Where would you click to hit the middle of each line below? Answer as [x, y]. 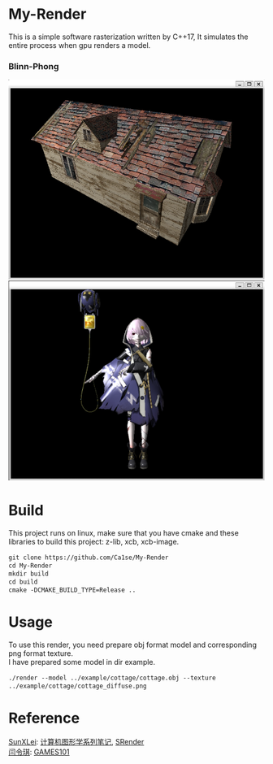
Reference [44, 718]
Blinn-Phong [34, 66]
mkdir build [28, 574]
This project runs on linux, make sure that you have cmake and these [124, 532]
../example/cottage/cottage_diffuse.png [78, 686]
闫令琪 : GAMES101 [39, 752]
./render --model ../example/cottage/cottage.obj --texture [113, 678]
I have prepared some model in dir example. [82, 662]
